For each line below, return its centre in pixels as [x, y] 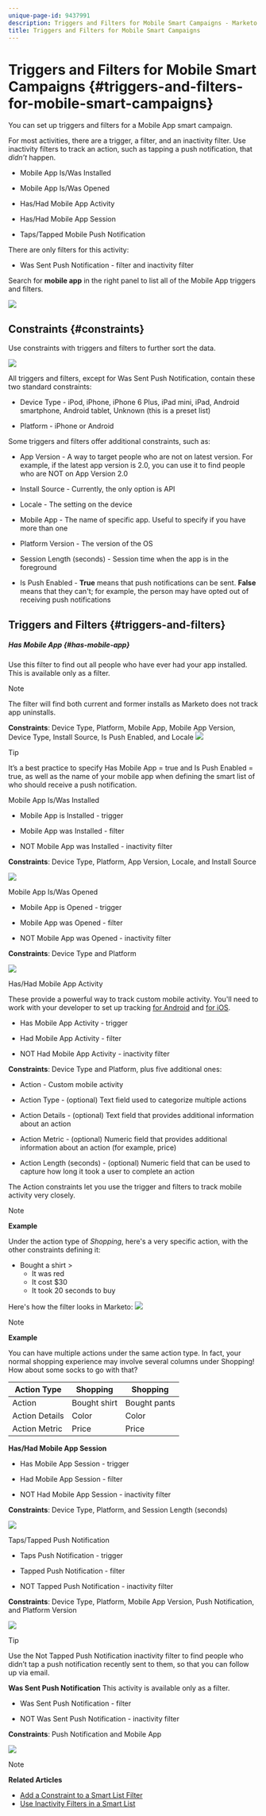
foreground [38, 568]
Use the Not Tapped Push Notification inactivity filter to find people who [126, 1656]
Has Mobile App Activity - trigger [74, 1023]
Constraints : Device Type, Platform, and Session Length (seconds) [118, 1510]
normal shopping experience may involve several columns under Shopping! [131, 1362]
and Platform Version [42, 1610]
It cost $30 [49, 1282]
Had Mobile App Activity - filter [70, 1039]
